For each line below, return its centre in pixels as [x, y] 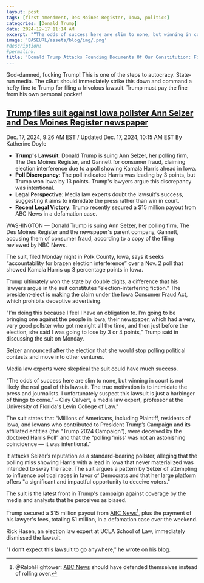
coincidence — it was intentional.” [49, 444]
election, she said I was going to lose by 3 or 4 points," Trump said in [93, 332]
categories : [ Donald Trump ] [42, 23]
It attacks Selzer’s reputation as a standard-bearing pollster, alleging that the [102, 456]
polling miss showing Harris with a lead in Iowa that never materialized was [100, 462]
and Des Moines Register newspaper [77, 123]
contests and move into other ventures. [55, 357]
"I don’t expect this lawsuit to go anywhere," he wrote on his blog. [89, 549]
